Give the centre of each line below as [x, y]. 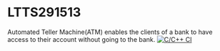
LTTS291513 [44, 12]
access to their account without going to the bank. [81, 39]
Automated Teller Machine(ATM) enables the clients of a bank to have [110, 32]
